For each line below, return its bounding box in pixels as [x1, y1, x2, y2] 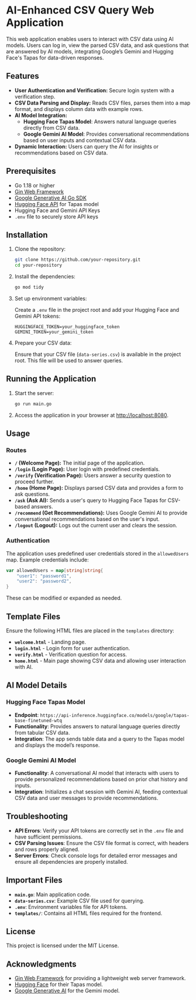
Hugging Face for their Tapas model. [14, 981, 104, 988]
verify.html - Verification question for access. [14, 651, 128, 658]
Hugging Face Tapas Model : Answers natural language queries [23, 118, 177, 125]
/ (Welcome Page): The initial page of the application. [14, 459, 145, 467]
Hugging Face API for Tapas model [14, 200, 99, 207]
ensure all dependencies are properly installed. [14, 858, 128, 865]
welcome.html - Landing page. [14, 638, 87, 645]
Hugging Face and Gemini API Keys [14, 207, 101, 214]
